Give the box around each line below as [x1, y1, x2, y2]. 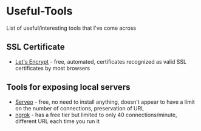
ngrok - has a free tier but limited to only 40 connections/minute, [15, 111, 177, 118]
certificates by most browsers [15, 64, 90, 72]
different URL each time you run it [15, 117, 100, 125]
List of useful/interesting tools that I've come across [6, 24, 137, 32]
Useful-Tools [6, 4, 73, 18]
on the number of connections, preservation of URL [15, 104, 145, 112]
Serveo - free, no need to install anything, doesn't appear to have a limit [15, 98, 196, 106]
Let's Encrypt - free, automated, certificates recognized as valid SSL [15, 58, 187, 65]
